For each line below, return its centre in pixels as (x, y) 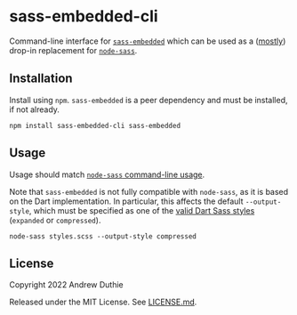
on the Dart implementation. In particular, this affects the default (126, 201)
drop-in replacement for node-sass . (73, 50)
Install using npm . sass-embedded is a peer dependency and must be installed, (148, 100)
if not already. (35, 109)
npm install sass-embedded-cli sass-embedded (95, 125)
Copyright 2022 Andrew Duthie (66, 285)
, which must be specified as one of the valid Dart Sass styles (142, 210)
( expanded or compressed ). (55, 220)
